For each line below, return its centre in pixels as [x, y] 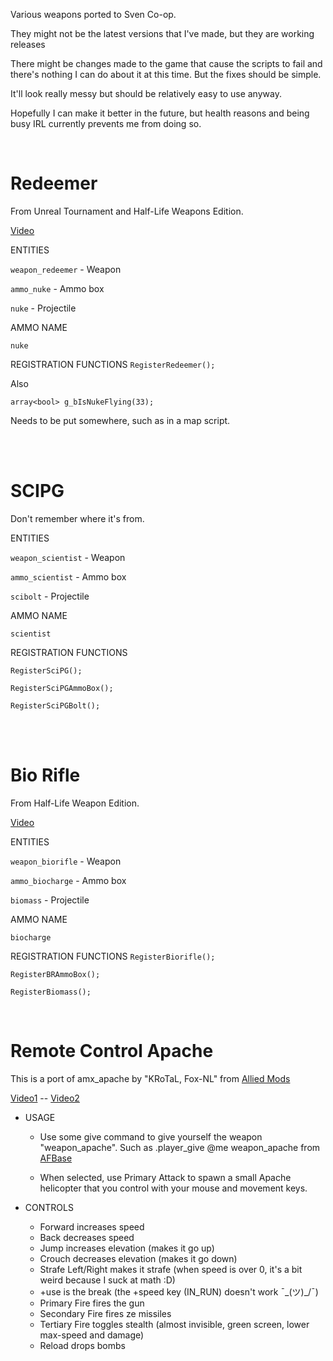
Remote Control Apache [112, 1051]
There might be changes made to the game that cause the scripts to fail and [166, 63]
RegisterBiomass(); [51, 992]
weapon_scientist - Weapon [68, 557]
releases [28, 44]
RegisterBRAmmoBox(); [55, 974]
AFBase [56, 1158]
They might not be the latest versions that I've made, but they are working [162, 33]
